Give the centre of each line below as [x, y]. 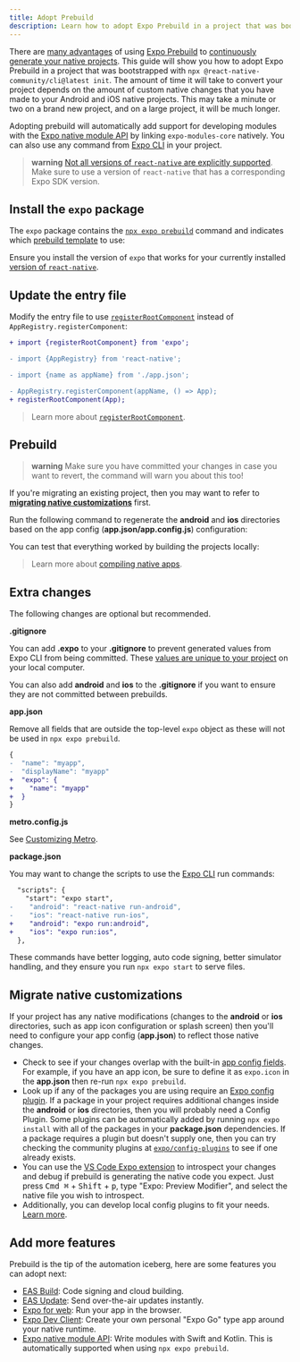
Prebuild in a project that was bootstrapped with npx [105, 70]
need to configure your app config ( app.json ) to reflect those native [134, 1035]
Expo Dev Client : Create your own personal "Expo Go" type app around [153, 1319]
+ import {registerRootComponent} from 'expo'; [100, 343]
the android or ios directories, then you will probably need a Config [146, 1110]
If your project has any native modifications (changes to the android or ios [146, 1017]
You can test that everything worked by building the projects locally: [134, 547]
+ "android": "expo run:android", [79, 924]
